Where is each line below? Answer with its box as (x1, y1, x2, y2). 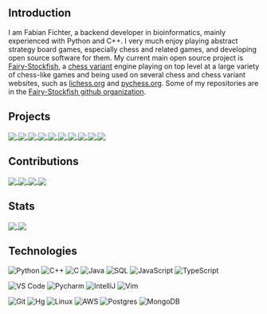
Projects (8, 110, 51, 124)
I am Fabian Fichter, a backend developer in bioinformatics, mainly (8, 27, 226, 37)
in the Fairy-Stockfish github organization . (8, 87, 147, 96)
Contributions (8, 155, 79, 168)
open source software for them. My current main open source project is (8, 53, 244, 62)
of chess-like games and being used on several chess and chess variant (8, 69, 245, 79)
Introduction (8, 6, 72, 20)
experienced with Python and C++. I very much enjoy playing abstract (8, 36, 238, 45)
